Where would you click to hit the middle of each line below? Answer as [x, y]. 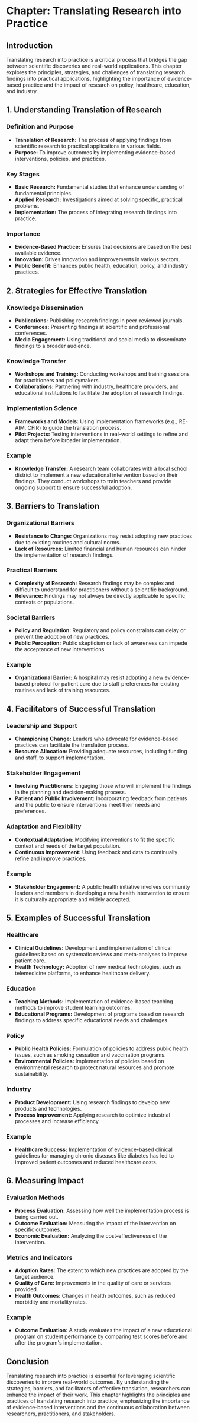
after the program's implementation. [59, 1343]
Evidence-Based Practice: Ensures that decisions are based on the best [103, 247]
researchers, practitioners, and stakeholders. [61, 1414]
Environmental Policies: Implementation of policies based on [89, 1061]
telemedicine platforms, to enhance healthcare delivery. [82, 973]
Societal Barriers [31, 617]
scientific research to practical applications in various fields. [88, 146]
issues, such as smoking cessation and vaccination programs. [90, 1055]
